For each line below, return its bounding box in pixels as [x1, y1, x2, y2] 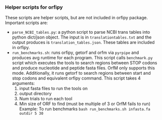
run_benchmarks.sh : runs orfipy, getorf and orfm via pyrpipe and [12, 50, 139, 55]
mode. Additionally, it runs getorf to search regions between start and [12, 70, 151, 76]
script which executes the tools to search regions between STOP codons [12, 60, 158, 66]
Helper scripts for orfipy [5, 4, 63, 11]
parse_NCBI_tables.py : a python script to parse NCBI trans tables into [12, 29, 150, 35]
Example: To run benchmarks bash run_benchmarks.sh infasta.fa [19, 106, 151, 112]
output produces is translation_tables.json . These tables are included [12, 40, 155, 45]
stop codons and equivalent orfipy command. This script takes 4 [12, 75, 141, 81]
